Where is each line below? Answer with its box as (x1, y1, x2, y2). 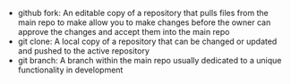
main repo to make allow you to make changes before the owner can (17, 17, 271, 28)
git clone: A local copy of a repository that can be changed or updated (17, 36, 278, 46)
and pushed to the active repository (17, 46, 150, 56)
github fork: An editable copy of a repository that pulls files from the (17, 8, 269, 18)
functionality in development (17, 64, 124, 75)
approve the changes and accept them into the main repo (17, 27, 230, 37)
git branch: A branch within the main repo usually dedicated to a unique (17, 55, 282, 65)
